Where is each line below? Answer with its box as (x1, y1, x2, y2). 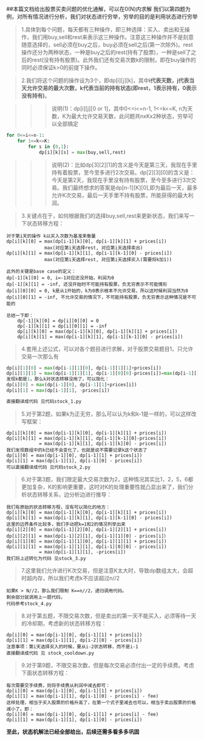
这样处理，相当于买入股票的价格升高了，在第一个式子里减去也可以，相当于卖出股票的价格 (6, 699, 196, 706)
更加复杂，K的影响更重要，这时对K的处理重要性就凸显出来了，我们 (21, 483, 188, 490)
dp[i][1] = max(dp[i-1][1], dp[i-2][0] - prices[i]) (6, 637, 143, 643)
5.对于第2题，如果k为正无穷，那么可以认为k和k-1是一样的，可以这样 (21, 410, 191, 417)
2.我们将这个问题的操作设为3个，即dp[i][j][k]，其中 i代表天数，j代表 (21, 77, 189, 84)
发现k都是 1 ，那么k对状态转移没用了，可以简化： (6, 376, 110, 382)
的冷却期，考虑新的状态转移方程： (21, 619, 107, 627)
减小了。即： (6, 706, 34, 712)
